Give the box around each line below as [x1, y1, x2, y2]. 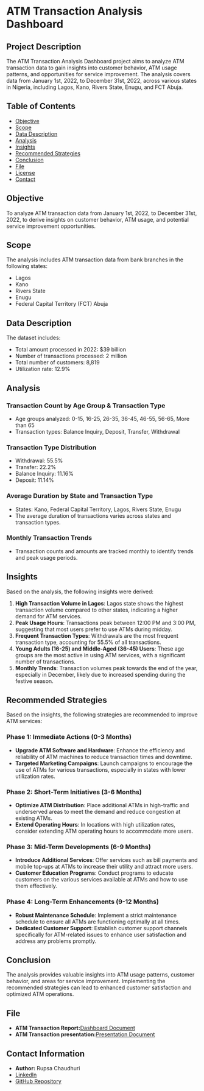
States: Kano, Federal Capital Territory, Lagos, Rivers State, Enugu [15, 506, 181, 513]
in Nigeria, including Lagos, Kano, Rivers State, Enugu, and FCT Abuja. [6, 83, 183, 91]
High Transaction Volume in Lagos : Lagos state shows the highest [15, 599, 184, 607]
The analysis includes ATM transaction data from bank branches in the [6, 256, 184, 263]
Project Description [6, 41, 82, 52]
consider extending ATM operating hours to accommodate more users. [15, 827, 194, 835]
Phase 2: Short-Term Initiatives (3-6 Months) [6, 788, 142, 796]
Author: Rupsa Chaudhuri [15, 1065, 80, 1072]
